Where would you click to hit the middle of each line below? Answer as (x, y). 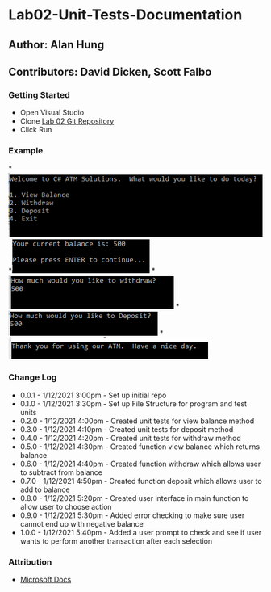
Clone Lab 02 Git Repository (67, 121)
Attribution (30, 561)
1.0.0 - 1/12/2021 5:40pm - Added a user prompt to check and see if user (141, 532)
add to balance (45, 489)
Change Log (33, 377)
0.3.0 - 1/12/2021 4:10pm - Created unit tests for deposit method (127, 429)
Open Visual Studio (52, 113)
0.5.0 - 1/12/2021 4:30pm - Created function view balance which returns (140, 447)
